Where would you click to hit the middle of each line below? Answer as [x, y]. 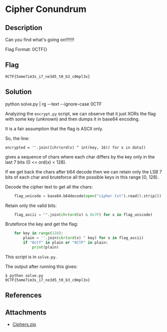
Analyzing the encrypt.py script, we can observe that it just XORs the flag [81, 113]
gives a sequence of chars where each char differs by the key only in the [80, 156]
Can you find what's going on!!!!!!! [40, 39]
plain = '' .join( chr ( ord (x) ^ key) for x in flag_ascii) [83, 238]
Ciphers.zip [24, 324]
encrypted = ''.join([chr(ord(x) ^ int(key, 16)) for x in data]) [76, 147]
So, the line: [17, 138]
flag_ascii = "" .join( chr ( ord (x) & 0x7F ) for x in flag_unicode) [83, 214]
